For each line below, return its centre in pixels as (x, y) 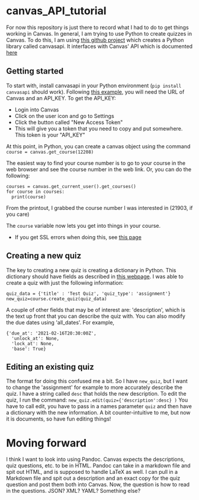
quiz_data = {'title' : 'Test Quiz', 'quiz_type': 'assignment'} (88, 294)
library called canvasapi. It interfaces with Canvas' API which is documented (99, 46)
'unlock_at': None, (36, 338)
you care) (18, 214)
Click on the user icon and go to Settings (64, 116)
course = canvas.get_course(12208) (50, 152)
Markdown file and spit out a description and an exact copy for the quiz (93, 478)
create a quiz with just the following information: (65, 282)
